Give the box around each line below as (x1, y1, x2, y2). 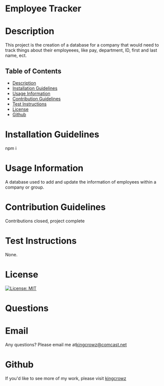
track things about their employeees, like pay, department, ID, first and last (5, 48, 158, 53)
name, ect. (5, 52, 27, 58)
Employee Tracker (5, 3, 82, 14)
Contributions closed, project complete (5, 218, 85, 224)
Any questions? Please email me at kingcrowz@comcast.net (5, 341, 127, 347)
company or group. (5, 184, 45, 190)
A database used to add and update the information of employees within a (5, 179, 157, 185)
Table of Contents (5, 67, 62, 75)
